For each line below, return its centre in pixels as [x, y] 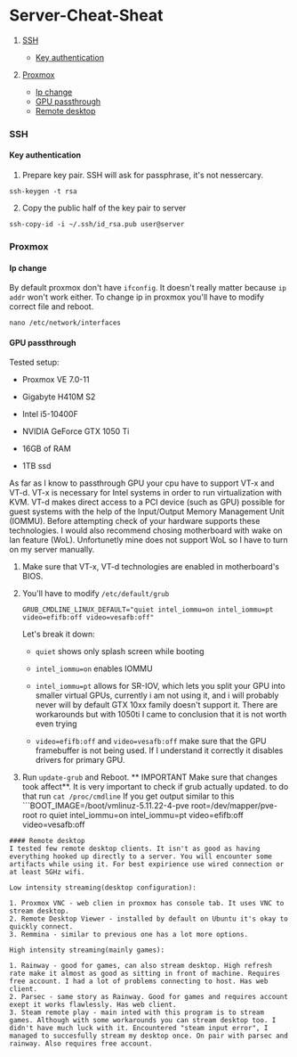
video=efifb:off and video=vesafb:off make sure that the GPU [151, 742]
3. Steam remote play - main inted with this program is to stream [137, 1012]
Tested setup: [34, 363]
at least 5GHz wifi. [48, 873]
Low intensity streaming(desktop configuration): [103, 888]
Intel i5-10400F [50, 414]
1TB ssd [36, 466]
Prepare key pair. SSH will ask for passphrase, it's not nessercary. [143, 176]
